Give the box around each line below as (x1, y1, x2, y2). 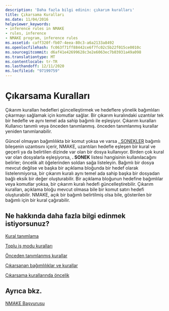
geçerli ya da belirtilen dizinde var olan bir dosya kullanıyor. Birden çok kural (5, 148, 164, 154)
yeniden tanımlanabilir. (5, 128, 52, 134)
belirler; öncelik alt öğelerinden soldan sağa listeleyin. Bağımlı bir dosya (5, 160, 154, 166)
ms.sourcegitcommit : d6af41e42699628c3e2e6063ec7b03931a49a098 (5, 49, 142, 55)
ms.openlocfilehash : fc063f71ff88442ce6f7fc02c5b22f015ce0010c (5, 45, 142, 50)
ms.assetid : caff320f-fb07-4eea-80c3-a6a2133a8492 (5, 40, 114, 45)
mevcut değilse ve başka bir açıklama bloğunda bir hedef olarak (5, 165, 139, 171)
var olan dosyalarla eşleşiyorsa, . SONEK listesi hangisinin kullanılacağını (5, 154, 157, 160)
